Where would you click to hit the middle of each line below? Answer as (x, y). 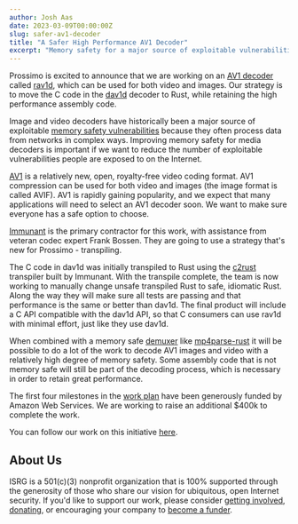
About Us (35, 460)
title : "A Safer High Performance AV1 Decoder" (99, 42)
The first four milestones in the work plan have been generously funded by (145, 396)
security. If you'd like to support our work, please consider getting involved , (147, 500)
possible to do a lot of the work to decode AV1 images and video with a (139, 351)
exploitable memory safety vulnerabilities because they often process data (145, 131)
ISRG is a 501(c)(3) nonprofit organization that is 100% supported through (144, 481)
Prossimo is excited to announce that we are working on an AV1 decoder (141, 75)
